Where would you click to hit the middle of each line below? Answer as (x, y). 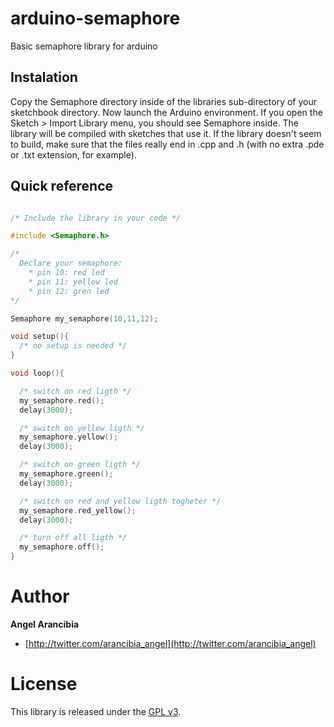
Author (40, 596)
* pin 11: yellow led (73, 282)
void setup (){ (40, 337)
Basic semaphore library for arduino (84, 46)
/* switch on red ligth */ (75, 391)
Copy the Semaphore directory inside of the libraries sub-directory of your (164, 101)
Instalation (44, 77)
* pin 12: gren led (69, 291)
